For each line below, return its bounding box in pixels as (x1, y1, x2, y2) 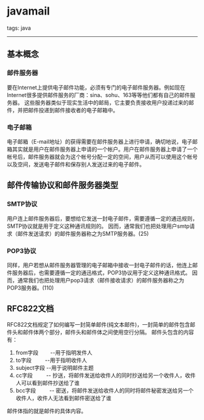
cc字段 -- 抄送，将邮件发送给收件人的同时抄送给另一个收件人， (15, 372, 185, 379)
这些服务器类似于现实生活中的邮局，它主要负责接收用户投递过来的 (24, 99, 189, 106)
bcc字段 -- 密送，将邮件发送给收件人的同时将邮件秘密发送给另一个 (15, 387, 194, 394)
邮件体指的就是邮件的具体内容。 (7, 407, 87, 415)
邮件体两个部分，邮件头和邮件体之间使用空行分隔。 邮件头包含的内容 (22, 328, 194, 336)
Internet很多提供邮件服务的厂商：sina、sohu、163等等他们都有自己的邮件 (7, 91, 190, 98)
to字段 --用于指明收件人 (15, 356, 87, 364)
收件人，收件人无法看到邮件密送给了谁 (15, 394, 111, 401)
